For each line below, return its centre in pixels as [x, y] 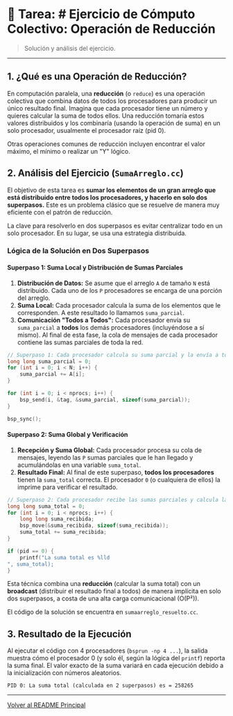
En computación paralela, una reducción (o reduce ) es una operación [106, 93]
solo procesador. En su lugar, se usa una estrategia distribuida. [97, 233]
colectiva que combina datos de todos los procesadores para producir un [112, 101]
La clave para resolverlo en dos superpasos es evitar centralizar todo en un [115, 225]
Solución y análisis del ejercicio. [70, 48]
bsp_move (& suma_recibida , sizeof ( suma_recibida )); [94, 526]
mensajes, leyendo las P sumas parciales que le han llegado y [105, 457]
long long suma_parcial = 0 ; [49, 361]
